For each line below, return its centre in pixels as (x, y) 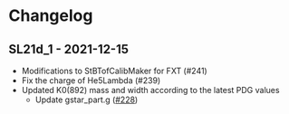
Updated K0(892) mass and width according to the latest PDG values (150, 90)
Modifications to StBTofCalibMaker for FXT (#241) (114, 71)
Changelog (51, 16)
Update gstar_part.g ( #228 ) (87, 100)
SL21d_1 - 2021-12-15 (68, 49)
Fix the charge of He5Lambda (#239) (91, 81)
